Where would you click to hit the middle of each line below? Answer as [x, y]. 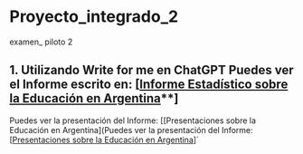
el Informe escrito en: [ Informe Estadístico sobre [149, 85]
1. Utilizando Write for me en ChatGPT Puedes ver [151, 70]
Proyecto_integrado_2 [94, 17]
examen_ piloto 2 [41, 42]
